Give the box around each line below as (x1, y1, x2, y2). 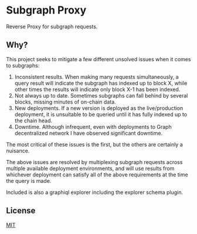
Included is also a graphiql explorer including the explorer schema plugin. (6, 189, 184, 196)
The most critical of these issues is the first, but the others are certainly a (6, 141, 183, 148)
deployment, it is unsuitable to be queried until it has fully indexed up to (14, 111, 188, 118)
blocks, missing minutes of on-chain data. (14, 98, 116, 105)
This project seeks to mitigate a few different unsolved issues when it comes (6, 55, 191, 62)
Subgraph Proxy (6, 4, 87, 17)
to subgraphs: (6, 62, 40, 69)
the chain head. (14, 117, 53, 124)
